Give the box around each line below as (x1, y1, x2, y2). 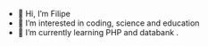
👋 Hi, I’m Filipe (17, 9, 71, 19)
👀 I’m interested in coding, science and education (17, 18, 200, 28)
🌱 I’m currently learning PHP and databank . (17, 27, 179, 37)
